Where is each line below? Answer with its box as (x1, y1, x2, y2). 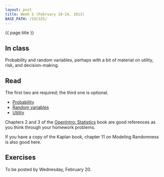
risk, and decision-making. (5, 62, 59, 68)
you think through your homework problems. (5, 124, 96, 130)
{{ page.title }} (5, 30, 34, 36)
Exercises (5, 153, 36, 162)
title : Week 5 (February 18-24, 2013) (5, 12, 85, 17)
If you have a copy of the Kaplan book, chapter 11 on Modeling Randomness (5, 134, 159, 140)
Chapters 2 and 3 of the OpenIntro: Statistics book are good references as (5, 119, 156, 125)
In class (5, 44, 30, 52)
